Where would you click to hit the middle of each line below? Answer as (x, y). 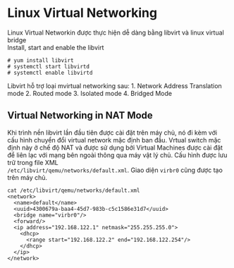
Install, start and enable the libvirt (56, 47)
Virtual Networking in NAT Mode (80, 115)
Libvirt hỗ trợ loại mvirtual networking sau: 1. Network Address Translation (115, 85)
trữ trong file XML (33, 162)
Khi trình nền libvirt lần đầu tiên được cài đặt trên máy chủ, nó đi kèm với (112, 133)
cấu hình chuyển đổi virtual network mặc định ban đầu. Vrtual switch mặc (114, 140)
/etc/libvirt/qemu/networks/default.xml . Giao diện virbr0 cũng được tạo (115, 170)
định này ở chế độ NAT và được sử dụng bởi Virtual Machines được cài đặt (115, 147)
